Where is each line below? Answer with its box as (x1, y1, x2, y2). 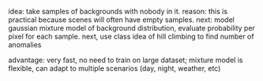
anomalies (8, 40, 42, 50)
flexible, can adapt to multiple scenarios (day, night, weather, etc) (8, 64, 221, 73)
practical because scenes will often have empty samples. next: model (8, 15, 235, 24)
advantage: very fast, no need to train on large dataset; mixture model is (8, 55, 243, 64)
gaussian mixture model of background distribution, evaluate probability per (8, 24, 255, 32)
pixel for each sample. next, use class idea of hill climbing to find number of (8, 31, 254, 41)
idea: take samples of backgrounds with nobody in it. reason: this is (8, 7, 227, 16)
